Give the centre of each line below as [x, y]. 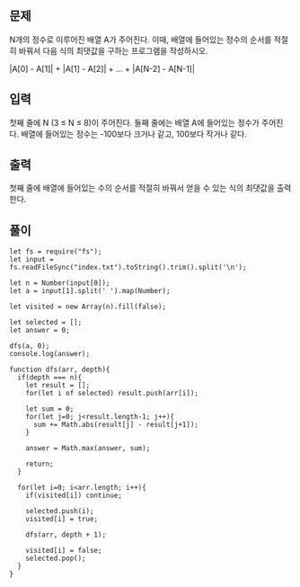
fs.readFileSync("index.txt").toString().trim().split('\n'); [128, 268]
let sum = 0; [50, 409]
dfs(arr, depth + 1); [66, 535]
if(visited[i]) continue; [74, 496]
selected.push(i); [60, 511]
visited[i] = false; [64, 551]
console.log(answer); [50, 354]
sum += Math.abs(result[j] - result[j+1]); [116, 425]
